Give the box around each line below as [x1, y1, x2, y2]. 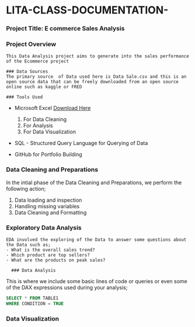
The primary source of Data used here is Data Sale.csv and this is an [6, 74, 187, 80]
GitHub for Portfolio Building [14, 151, 83, 158]
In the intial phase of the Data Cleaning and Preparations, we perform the [6, 179, 182, 186]
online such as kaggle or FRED [6, 84, 82, 90]
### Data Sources [6, 68, 48, 75]
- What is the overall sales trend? [6, 247, 95, 253]
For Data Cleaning [23, 116, 67, 123]
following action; [6, 185, 46, 192]
